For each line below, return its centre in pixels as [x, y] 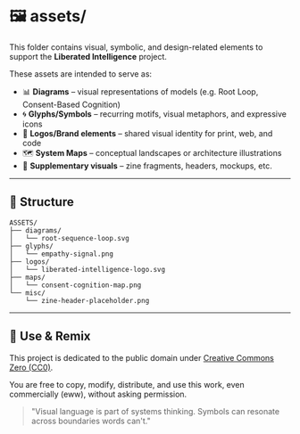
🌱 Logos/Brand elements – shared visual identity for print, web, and [147, 133]
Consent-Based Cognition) [71, 104]
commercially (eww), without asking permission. [98, 394]
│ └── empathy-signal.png [62, 254]
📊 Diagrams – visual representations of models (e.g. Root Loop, [140, 91]
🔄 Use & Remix [50, 336]
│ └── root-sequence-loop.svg [69, 238]
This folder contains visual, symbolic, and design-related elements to [136, 47]
